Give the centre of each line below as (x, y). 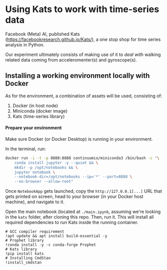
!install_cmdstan (24, 263)
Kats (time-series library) (38, 116)
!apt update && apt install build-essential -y (56, 236)
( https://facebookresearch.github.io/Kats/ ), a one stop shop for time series (83, 39)
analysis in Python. (25, 44)
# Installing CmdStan (28, 258)
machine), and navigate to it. (35, 202)
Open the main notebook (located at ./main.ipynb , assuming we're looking (83, 212)
